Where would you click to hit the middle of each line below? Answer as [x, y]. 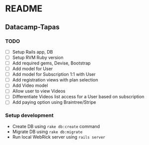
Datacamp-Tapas [32, 27]
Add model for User [33, 69]
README [24, 9]
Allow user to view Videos [39, 91]
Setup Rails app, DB [33, 52]
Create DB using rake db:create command [56, 126]
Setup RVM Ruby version [38, 57]
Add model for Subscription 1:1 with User [54, 74]
